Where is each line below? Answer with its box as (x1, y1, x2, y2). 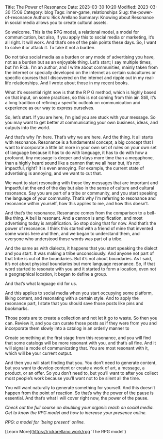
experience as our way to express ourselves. (5, 105, 95, 111)
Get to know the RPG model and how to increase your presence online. (5, 410, 147, 416)
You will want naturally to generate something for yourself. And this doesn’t (5, 385, 155, 390)
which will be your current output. (5, 350, 73, 356)
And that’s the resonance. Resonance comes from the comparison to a (5, 210, 146, 216)
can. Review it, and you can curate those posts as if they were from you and (5, 320, 157, 326)
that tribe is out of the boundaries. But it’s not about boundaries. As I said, (5, 256, 152, 261)
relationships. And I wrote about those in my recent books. (12, 80, 129, 86)
